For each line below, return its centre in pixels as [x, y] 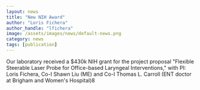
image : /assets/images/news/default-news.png [64, 34]
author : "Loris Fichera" [37, 22]
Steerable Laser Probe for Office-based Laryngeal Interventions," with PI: [96, 67]
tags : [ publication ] [32, 45]
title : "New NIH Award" [36, 17]
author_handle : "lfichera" [40, 28]
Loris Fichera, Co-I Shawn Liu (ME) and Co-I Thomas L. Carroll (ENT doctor [99, 74]
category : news [25, 39]
